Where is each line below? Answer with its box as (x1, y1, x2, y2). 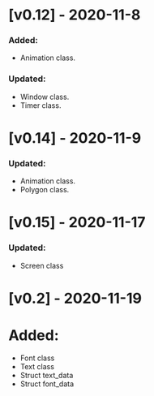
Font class (19, 353, 55, 363)
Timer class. (19, 100, 62, 110)
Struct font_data (19, 379, 75, 389)
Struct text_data (19, 370, 74, 380)
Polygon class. (19, 185, 70, 195)
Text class (19, 361, 55, 371)
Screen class (19, 260, 64, 270)
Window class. (19, 92, 70, 101)
